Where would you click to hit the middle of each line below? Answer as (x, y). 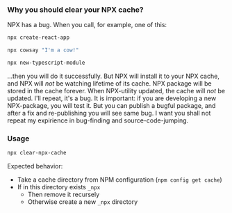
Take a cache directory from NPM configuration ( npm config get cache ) (119, 180)
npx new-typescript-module (46, 63)
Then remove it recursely (64, 195)
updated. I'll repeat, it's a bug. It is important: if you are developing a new (112, 98)
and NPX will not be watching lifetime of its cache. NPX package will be (109, 83)
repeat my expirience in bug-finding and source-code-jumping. (98, 120)
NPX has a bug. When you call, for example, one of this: (87, 25)
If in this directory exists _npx (59, 187)
